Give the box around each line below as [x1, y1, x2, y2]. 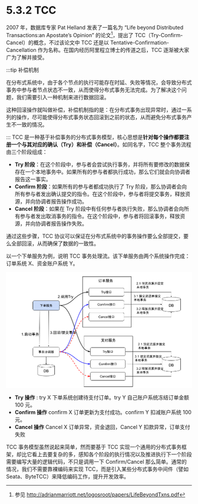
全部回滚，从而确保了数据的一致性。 [11, 240, 99, 247]
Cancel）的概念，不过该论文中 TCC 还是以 [6, 39, 109, 46]
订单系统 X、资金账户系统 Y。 [6, 259, 78, 266]
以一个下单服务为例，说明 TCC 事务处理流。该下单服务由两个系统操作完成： [6, 252, 190, 259]
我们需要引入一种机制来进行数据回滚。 [16, 93, 110, 100]
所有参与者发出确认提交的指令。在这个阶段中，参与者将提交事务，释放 [14, 190, 186, 197]
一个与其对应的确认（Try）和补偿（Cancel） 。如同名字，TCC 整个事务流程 [11, 141, 192, 148]
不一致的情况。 [11, 121, 48, 128]
